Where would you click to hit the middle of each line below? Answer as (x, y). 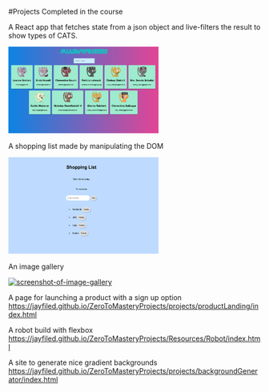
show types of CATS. (43, 36)
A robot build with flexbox (51, 330)
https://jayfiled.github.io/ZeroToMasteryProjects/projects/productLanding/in (133, 306)
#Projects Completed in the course (66, 12)
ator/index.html (33, 379)
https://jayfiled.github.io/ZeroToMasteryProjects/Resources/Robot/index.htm (134, 338)
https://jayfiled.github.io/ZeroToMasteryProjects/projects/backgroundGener (133, 370)
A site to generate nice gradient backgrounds (83, 362)
